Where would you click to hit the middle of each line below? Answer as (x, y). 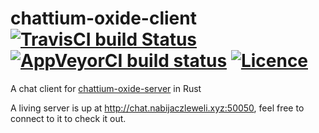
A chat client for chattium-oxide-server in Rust (106, 88)
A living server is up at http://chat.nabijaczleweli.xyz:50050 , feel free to (157, 108)
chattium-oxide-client (103, 18)
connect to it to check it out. (68, 118)
